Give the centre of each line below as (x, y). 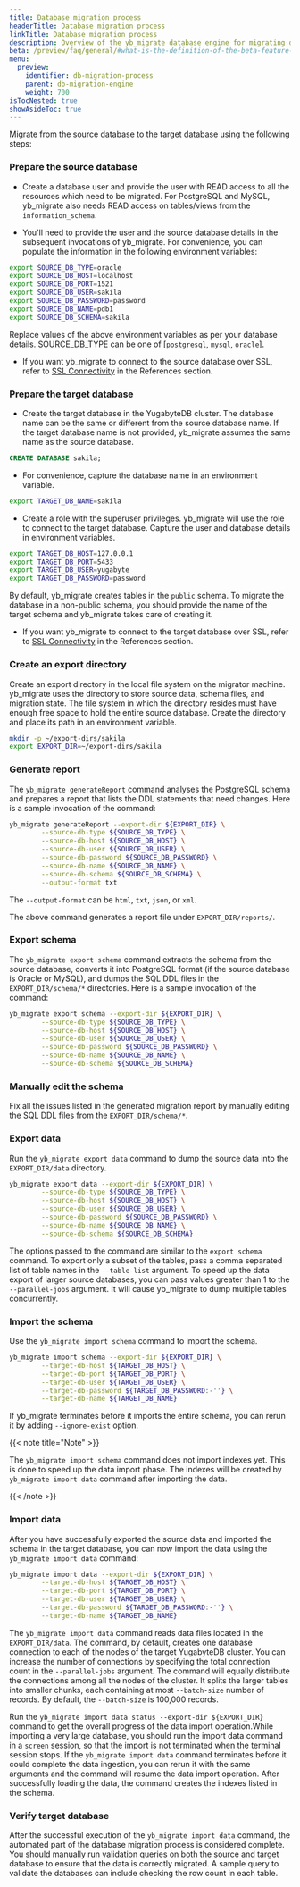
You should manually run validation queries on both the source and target (144, 1854)
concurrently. (34, 1298)
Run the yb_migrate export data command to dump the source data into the (149, 1158)
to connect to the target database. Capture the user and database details (156, 527)
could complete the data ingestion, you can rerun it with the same (130, 1764)
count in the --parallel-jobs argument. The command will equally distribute (150, 1671)
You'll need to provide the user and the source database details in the (150, 232)
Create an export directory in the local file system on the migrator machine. (147, 684)
